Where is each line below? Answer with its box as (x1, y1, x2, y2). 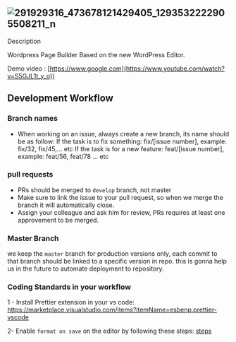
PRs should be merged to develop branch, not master (17, 185, 172, 194)
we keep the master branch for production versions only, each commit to (7, 249, 218, 258)
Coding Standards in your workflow (7, 282, 132, 292)
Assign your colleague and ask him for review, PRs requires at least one (17, 208, 225, 216)
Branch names (7, 114, 58, 124)
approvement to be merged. (17, 216, 99, 224)
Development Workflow (7, 93, 114, 105)
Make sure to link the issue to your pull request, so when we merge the (17, 193, 223, 201)
